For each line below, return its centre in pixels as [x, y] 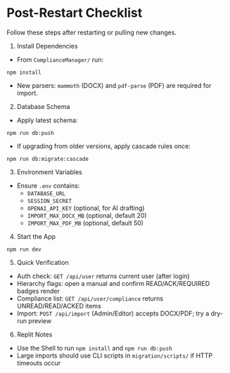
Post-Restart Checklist [75, 13]
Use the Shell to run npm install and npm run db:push [95, 348]
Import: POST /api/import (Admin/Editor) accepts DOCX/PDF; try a [113, 313]
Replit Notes [34, 334]
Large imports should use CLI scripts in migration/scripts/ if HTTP [114, 355]
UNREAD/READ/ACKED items [59, 306]
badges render [38, 291]
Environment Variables [49, 172]
